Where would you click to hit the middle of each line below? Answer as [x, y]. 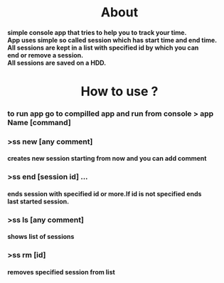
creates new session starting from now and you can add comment [107, 159]
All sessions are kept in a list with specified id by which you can [103, 48]
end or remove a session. [46, 55]
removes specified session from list [61, 272]
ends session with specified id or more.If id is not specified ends [105, 193]
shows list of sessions [41, 237]
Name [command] [39, 122]
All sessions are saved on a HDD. [57, 63]
